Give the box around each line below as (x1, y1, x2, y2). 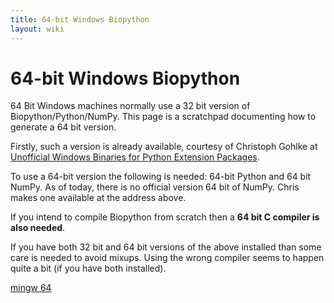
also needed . (10, 222, 66, 234)
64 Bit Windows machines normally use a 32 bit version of (10, 100, 251, 112)
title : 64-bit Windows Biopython (10, 14, 150, 25)
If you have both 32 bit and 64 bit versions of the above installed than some (10, 241, 322, 253)
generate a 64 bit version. (10, 121, 117, 133)
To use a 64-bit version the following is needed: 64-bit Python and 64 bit (10, 171, 312, 183)
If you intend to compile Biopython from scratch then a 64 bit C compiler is (10, 211, 320, 223)
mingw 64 (10, 282, 52, 294)
